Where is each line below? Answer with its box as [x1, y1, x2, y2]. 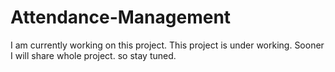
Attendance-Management [10, 6, 232, 29]
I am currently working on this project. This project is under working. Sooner [10, 39, 325, 51]
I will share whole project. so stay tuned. [10, 49, 177, 61]
